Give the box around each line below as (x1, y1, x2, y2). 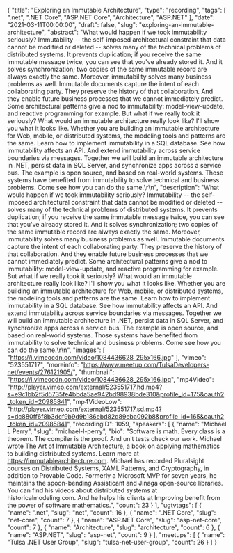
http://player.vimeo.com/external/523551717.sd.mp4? (10, 405, 162, 413)
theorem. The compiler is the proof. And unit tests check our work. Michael (7, 435, 223, 442)
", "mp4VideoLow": (67, 398, 122, 406)
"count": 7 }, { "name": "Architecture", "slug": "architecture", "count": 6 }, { (7, 523, 220, 531)
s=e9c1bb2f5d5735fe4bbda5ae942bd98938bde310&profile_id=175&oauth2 (7, 390, 225, 399)
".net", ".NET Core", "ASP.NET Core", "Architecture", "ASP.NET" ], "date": (7, 13, 215, 22)
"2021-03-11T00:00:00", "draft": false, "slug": (7, 21, 138, 29)
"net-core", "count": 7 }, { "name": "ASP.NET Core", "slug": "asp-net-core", (7, 516, 222, 524)
